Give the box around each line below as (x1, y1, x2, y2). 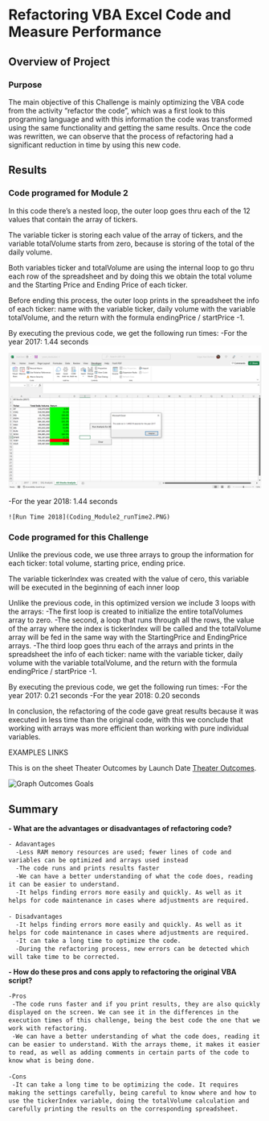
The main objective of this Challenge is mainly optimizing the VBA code (8, 97, 245, 106)
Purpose (8, 79, 43, 90)
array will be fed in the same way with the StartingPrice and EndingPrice (8, 632, 247, 642)
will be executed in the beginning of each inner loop (8, 582, 180, 593)
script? (8, 976, 33, 986)
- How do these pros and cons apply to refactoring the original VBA (8, 967, 237, 977)
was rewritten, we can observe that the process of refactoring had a (8, 131, 234, 141)
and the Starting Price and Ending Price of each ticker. (8, 279, 188, 289)
